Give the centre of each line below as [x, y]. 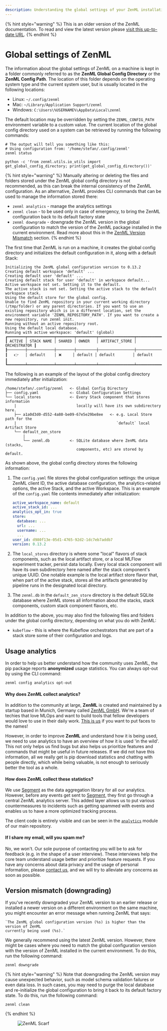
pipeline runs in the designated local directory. [60, 585]
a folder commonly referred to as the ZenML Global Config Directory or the [83, 74]
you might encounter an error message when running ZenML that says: [78, 913]
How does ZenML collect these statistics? [49, 779]
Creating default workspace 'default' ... [50, 272]
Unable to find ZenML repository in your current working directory [78, 302]
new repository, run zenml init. [40, 319]
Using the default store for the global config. [56, 297]
